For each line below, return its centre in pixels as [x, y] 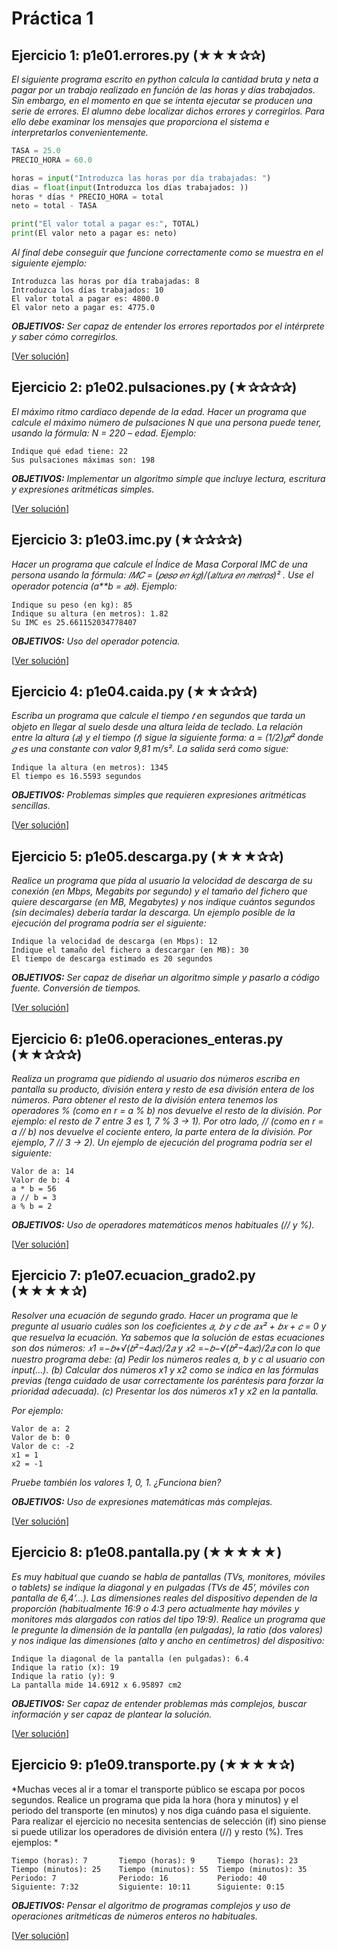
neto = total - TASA [54, 206]
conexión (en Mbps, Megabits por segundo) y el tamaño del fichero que [159, 891]
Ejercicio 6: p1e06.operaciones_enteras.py [147, 1038]
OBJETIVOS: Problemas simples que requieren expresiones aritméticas [159, 795]
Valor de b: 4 [41, 1180]
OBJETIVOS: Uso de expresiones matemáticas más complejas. [142, 1501]
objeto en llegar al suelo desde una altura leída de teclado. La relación [157, 727]
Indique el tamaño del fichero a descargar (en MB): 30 [130, 950]
